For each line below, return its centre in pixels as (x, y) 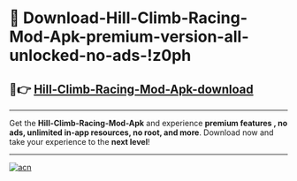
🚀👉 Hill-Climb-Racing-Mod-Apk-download (131, 89)
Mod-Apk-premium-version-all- (129, 37)
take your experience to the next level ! (80, 142)
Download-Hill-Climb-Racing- (136, 18)
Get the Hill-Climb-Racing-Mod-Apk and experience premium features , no (148, 123)
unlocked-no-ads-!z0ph (100, 56)
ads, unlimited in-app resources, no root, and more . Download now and (141, 132)
